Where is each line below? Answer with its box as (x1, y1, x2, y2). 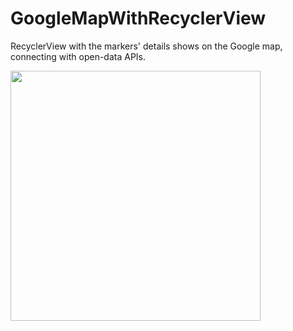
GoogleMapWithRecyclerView (10, 7, 267, 30)
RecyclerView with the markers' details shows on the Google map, (10, 40, 283, 52)
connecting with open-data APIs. (10, 50, 147, 62)
